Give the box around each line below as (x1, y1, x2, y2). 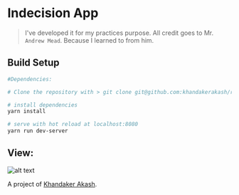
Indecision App (7, 5, 99, 21)
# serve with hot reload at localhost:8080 (7, 121, 139, 128)
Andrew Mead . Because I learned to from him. (24, 36, 154, 44)
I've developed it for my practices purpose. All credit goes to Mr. (24, 28, 214, 37)
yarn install (7, 108, 46, 115)
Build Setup (7, 57, 60, 69)
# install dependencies (7, 101, 78, 108)
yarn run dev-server (7, 127, 69, 135)
